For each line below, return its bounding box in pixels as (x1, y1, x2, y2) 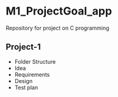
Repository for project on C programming (6, 24, 109, 32)
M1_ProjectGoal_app (6, 4, 112, 18)
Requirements (14, 71, 50, 78)
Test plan (14, 84, 38, 91)
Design (14, 77, 33, 84)
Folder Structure (14, 58, 56, 65)
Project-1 (6, 42, 41, 52)
